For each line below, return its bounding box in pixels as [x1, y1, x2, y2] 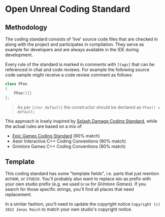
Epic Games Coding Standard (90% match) [12, 133, 100, 139]
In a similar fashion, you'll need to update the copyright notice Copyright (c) [5, 201, 161, 207]
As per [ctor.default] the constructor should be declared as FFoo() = [17, 104, 161, 110]
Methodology [5, 23, 48, 32]
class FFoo [5, 81, 28, 86]
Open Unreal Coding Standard [5, 3, 131, 15]
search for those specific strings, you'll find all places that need [5, 186, 134, 192]
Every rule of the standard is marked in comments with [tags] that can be [5, 62, 155, 67]
